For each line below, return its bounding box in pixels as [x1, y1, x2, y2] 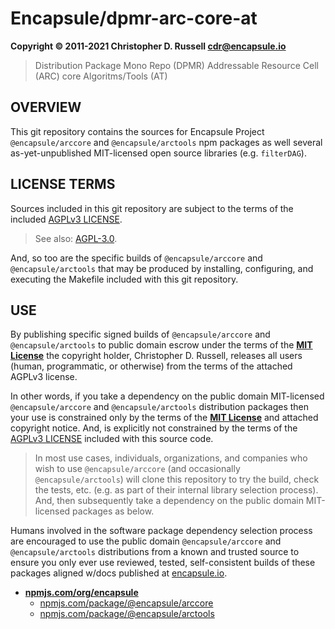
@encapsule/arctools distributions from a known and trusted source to [10, 546, 300, 558]
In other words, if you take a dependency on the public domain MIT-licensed [10, 390, 325, 402]
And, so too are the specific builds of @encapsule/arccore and [10, 252, 263, 264]
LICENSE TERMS [10, 176, 116, 193]
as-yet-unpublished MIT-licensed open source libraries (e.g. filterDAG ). [10, 147, 307, 159]
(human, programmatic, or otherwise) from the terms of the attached [10, 360, 293, 372]
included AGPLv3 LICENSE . [10, 213, 123, 225]
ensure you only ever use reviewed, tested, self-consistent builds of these [10, 557, 316, 569]
